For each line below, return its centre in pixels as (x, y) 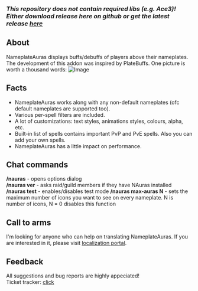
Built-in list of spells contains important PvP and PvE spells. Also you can (103, 133)
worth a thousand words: (36, 69)
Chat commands (37, 164)
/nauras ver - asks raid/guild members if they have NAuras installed (89, 185)
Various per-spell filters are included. (60, 115)
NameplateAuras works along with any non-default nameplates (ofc (97, 102)
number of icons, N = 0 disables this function (61, 204)
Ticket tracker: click (30, 282)
